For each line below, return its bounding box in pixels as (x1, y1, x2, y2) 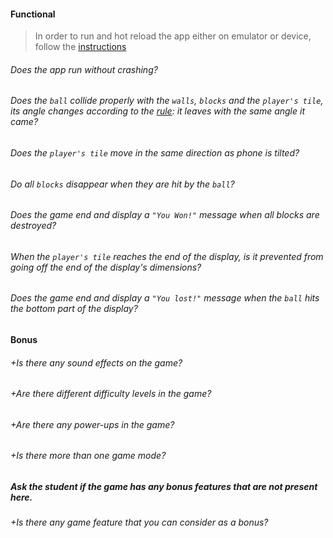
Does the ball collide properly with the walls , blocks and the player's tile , (10, 95, 324, 107)
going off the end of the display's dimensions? (10, 261, 202, 273)
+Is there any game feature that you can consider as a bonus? (10, 516, 269, 529)
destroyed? (10, 220, 57, 232)
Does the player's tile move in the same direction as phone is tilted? (10, 147, 300, 159)
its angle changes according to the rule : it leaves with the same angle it (10, 105, 305, 117)
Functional (10, 8, 56, 20)
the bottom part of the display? (10, 303, 138, 315)
